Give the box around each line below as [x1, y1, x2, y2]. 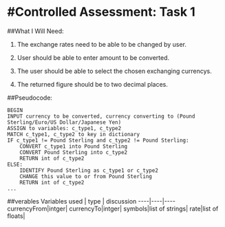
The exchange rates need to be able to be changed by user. [17, 40, 187, 48]
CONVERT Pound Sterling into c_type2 [19, 149, 128, 155]
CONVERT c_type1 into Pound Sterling [19, 142, 128, 150]
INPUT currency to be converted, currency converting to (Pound [7, 113, 195, 120]
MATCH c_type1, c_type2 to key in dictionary [7, 131, 140, 138]
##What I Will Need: [7, 27, 64, 35]
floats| [7, 211, 25, 220]
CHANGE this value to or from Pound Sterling [19, 173, 153, 180]
